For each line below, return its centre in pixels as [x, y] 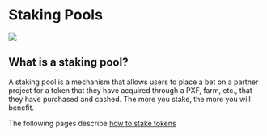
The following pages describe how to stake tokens [92, 123]
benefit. [21, 108]
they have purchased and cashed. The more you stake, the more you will [129, 99]
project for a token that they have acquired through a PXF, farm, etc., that [130, 90]
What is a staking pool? [68, 62]
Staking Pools [56, 15]
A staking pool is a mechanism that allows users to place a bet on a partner [133, 82]
